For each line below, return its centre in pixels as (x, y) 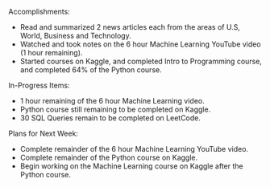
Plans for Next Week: (44, 133)
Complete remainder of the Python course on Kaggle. (109, 157)
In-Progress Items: (39, 85)
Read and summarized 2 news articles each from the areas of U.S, (130, 27)
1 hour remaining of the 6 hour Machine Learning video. (112, 101)
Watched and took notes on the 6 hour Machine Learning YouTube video (140, 44)
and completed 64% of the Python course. (91, 70)
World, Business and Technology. (75, 36)
